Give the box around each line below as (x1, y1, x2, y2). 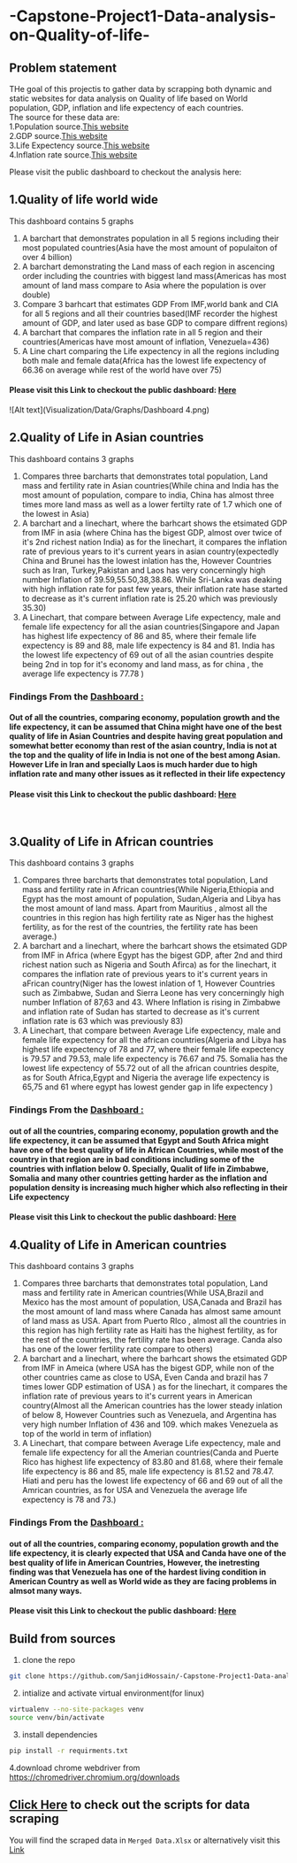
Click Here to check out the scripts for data (9, 1798, 250, 1813)
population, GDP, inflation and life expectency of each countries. (9, 103, 244, 112)
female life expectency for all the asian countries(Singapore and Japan (21, 621, 280, 632)
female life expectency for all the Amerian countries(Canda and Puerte (21, 1447, 279, 1458)
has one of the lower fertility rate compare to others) (21, 1343, 214, 1355)
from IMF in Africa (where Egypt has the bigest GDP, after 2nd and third (21, 950, 283, 961)
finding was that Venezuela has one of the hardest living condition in (9, 1567, 267, 1577)
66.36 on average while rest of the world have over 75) (21, 365, 223, 375)
